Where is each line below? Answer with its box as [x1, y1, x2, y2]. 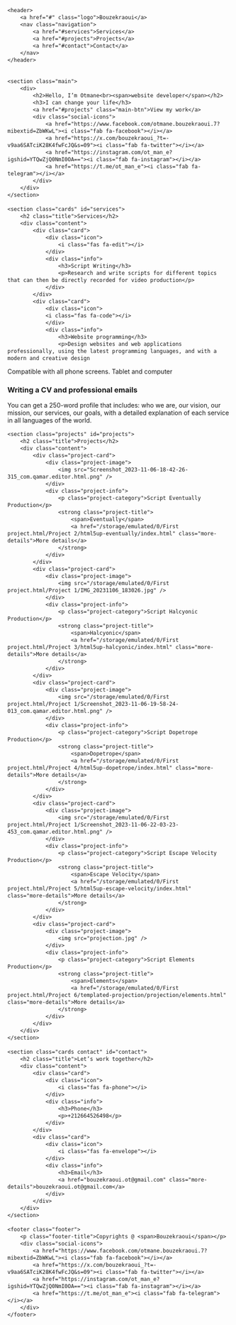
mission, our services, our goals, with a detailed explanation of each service [7, 408, 230, 418]
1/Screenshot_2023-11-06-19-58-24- [74, 701, 179, 708]
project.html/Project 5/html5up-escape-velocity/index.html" [7, 885, 192, 893]
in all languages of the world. [7, 416, 92, 425]
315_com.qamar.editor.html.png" [7, 474, 103, 481]
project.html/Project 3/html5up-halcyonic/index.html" [7, 644, 173, 651]
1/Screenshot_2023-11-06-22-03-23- [74, 822, 179, 829]
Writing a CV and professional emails [7, 385, 138, 395]
